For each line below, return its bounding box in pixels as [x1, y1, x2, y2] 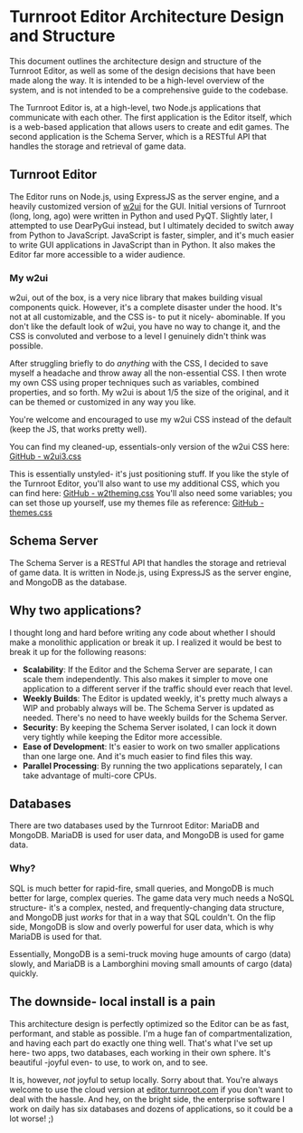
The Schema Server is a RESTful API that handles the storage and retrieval [9, 557, 287, 568]
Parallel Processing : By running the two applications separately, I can [22, 760, 283, 771]
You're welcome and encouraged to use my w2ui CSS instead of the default [9, 415, 292, 425]
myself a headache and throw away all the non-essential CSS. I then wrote [9, 367, 287, 378]
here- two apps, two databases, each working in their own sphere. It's [9, 1047, 271, 1058]
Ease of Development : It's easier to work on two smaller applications [22, 741, 280, 752]
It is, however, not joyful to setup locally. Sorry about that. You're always [9, 1074, 279, 1085]
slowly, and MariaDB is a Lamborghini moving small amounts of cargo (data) [9, 958, 293, 969]
